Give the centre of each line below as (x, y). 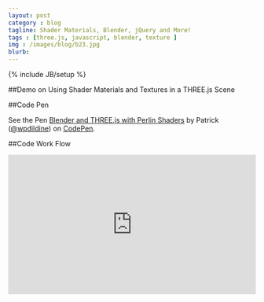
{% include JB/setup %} (47, 74)
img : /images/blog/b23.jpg (54, 45)
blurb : (19, 52)
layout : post (29, 15)
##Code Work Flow (39, 144)
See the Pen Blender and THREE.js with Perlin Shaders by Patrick (114, 120)
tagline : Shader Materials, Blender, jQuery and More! (100, 30)
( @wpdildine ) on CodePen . (52, 128)
